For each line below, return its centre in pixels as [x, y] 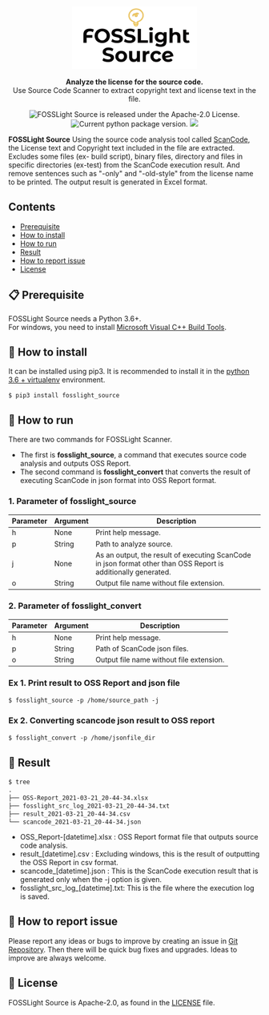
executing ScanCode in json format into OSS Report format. [118, 481]
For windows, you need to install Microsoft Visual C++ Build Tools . [117, 327]
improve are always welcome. [57, 958]
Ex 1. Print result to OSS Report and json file [94, 683]
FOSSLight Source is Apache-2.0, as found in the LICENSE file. [112, 1002]
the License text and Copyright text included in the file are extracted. [122, 148]
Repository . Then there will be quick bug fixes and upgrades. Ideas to [123, 949]
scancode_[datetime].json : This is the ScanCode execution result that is [139, 871]
